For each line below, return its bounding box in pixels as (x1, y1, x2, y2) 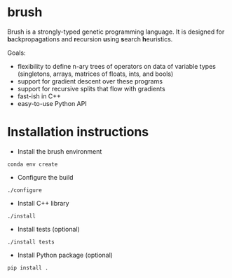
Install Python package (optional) (17, 251, 114, 259)
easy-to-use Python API (17, 99, 87, 107)
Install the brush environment (17, 147, 102, 155)
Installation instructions (7, 124, 149, 140)
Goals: (7, 48, 26, 57)
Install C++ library (17, 199, 69, 207)
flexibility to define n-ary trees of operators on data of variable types (17, 62, 216, 70)
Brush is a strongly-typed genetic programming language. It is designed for (7, 27, 225, 36)
